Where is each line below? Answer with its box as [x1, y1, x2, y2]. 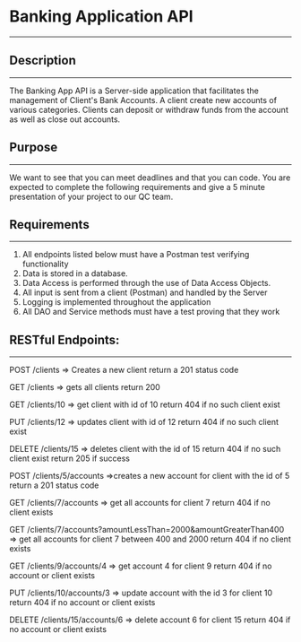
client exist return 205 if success [9, 453, 131, 464]
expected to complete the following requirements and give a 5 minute [9, 181, 266, 192]
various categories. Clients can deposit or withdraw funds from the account [9, 104, 288, 115]
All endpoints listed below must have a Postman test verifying [21, 249, 250, 260]
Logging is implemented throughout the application [21, 297, 211, 308]
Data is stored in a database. [21, 268, 128, 279]
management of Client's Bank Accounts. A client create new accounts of [9, 94, 278, 105]
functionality [21, 258, 69, 270]
